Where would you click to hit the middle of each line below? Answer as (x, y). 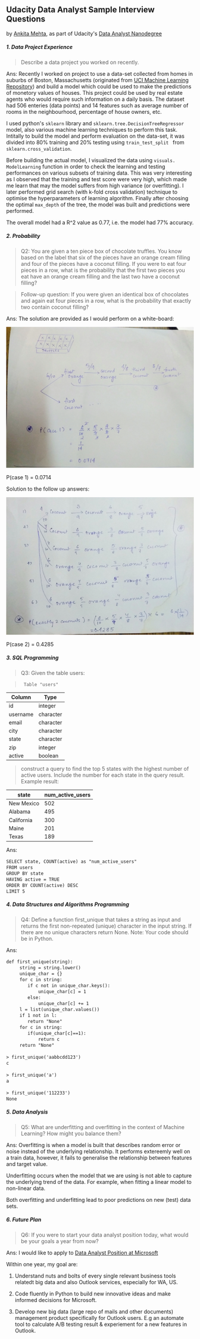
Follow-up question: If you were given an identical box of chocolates (104, 294)
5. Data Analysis (27, 1112)
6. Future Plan (24, 1220)
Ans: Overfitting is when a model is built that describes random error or (93, 1145)
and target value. (27, 1164)
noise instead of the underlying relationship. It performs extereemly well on (98, 1151)
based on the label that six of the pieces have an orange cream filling (105, 257)
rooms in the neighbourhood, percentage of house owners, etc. (84, 111)
